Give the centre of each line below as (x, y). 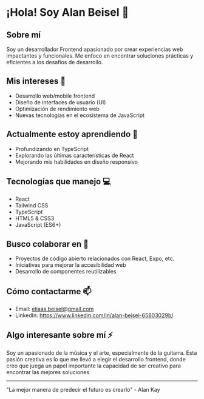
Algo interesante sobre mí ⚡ (60, 335)
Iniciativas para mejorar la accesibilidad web (70, 265)
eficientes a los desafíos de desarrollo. (55, 62)
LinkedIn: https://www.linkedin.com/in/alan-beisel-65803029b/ (94, 315)
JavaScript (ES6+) (38, 225)
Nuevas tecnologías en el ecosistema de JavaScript (80, 115)
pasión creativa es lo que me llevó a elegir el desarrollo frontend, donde (96, 359)
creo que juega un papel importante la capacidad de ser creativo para (93, 366)
